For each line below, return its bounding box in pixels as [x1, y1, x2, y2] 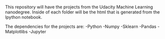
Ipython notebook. [5, 14, 42, 20]
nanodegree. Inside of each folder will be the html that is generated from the [5, 9, 160, 15]
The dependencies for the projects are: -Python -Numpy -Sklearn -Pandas [5, 24, 157, 29]
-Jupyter [29, 29, 47, 34]
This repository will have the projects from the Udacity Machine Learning [5, 4, 153, 10]
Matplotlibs [5, 29, 28, 34]
